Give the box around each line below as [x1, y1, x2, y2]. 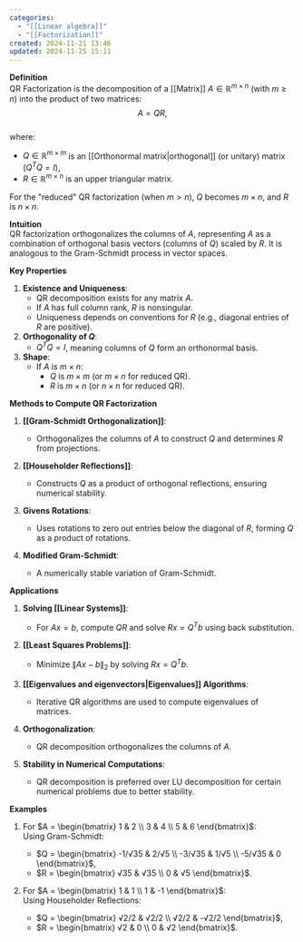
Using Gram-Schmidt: [22, 830, 104, 841]
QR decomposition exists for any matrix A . [35, 292, 193, 303]
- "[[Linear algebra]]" [17, 22, 107, 31]
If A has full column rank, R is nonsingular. [35, 301, 193, 313]
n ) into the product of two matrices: [9, 93, 142, 104]
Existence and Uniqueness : [22, 282, 129, 293]
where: [9, 131, 36, 142]
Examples [9, 803, 48, 814]
